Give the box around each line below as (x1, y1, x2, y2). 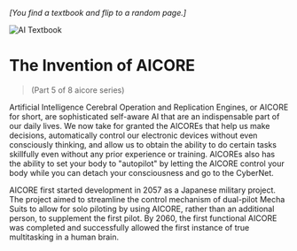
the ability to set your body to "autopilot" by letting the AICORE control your (9, 158, 285, 169)
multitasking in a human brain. (9, 232, 120, 242)
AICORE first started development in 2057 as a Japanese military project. (9, 185, 277, 195)
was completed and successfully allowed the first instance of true (9, 222, 250, 232)
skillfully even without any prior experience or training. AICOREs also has (9, 148, 276, 159)
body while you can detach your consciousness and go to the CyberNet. (9, 167, 275, 178)
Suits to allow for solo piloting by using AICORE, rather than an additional (9, 203, 275, 214)
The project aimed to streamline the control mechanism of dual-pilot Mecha (9, 194, 285, 204)
